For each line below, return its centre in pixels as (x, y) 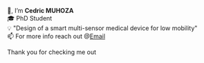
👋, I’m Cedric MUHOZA (40, 11)
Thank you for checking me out (52, 52)
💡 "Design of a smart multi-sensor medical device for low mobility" (102, 28)
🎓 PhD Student (30, 18)
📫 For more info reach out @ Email (56, 36)
